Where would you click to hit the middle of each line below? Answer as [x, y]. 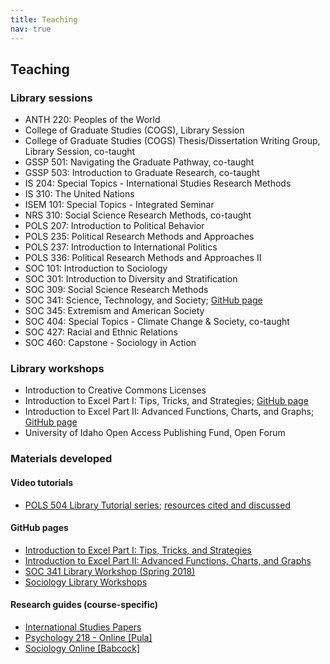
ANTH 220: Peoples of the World [92, 120]
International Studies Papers [83, 627]
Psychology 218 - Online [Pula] [88, 638]
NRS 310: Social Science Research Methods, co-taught [138, 215]
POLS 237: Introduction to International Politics [121, 247]
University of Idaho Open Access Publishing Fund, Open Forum [155, 433]
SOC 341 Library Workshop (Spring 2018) [110, 571]
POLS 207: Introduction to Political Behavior [114, 226]
